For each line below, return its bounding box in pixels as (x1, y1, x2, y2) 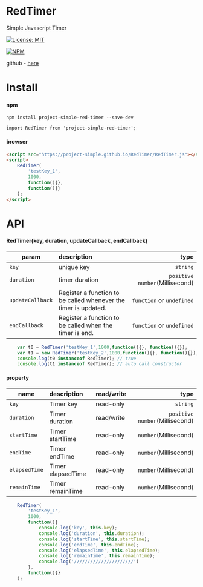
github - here (6, 59, 39, 67)
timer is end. (58, 328, 94, 337)
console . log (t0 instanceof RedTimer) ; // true (17, 356, 137, 362)
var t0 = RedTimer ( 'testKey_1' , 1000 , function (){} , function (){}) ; (17, 344, 188, 350)
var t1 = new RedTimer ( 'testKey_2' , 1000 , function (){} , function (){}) (17, 350, 196, 356)
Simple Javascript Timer (6, 24, 67, 32)
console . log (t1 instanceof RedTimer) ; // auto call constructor (17, 361, 182, 367)
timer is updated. (58, 303, 107, 312)
